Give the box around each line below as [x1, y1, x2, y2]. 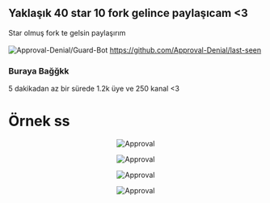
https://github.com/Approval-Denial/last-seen [109, 44, 262, 55]
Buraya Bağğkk [8, 65, 70, 76]
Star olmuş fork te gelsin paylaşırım [8, 27, 126, 37]
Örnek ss [8, 112, 70, 130]
